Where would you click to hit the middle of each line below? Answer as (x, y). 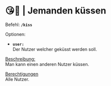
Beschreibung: (20, 59)
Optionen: (16, 34)
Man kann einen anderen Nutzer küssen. (47, 64)
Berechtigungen (22, 74)
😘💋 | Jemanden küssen (56, 11)
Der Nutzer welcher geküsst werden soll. (54, 49)
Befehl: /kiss (19, 24)
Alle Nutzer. (17, 79)
